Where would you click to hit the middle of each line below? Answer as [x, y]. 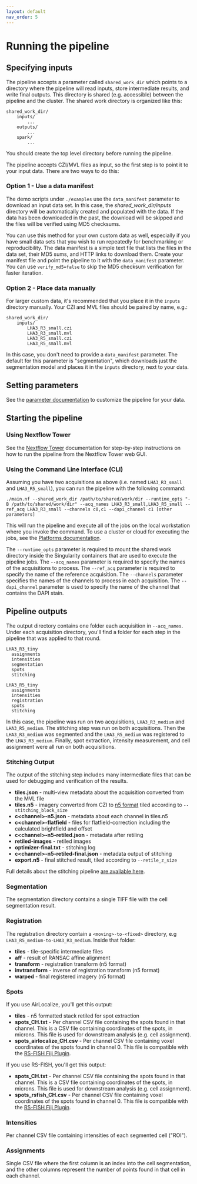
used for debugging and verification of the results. [67, 781]
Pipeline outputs [37, 611]
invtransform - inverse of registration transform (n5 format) [87, 970]
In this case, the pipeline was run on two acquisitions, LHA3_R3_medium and [95, 722]
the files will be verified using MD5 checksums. [63, 224]
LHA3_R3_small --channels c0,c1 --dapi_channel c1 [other [100, 509]
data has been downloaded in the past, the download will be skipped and [95, 218]
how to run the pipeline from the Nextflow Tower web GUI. [76, 454]
